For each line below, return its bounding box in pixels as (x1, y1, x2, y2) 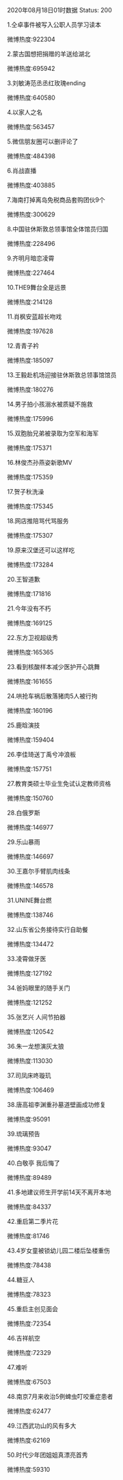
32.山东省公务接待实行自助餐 (7, 926, 89, 933)
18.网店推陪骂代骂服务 (7, 517, 70, 525)
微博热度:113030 (7, 1057, 53, 1065)
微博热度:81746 (7, 1232, 50, 1240)
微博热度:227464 (7, 269, 55, 277)
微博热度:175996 (7, 415, 53, 422)
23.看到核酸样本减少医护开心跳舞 (7, 663, 100, 671)
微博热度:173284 (7, 560, 54, 569)
